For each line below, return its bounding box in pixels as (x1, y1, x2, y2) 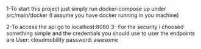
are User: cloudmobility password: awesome (6, 36, 118, 43)
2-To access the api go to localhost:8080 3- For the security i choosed (6, 24, 184, 30)
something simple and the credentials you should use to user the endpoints (6, 30, 196, 37)
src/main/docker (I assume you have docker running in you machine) (6, 11, 179, 19)
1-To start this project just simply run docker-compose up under (6, 5, 166, 12)
